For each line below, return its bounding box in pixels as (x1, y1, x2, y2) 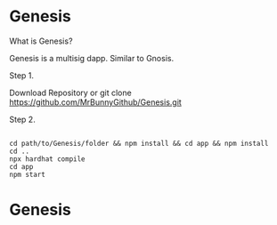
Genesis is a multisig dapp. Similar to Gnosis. (9, 52, 175, 63)
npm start (9, 170, 46, 179)
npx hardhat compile (9, 154, 86, 164)
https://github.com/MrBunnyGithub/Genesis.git (9, 96, 183, 108)
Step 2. (9, 114, 36, 125)
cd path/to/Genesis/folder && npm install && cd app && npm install (9, 139, 269, 148)
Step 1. (9, 69, 34, 81)
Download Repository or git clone (9, 87, 132, 98)
